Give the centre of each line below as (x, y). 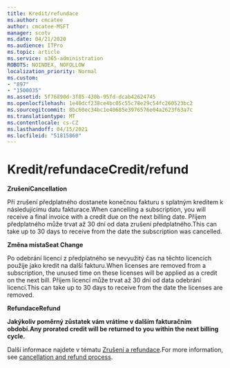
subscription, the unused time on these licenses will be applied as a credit (112, 273)
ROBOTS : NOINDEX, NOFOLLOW (46, 65)
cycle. (16, 336)
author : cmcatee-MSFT (38, 26)
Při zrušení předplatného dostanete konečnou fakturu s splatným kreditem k (115, 202)
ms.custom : (23, 78)
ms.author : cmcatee (35, 20)
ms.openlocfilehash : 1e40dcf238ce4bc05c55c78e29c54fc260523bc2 (100, 104)
